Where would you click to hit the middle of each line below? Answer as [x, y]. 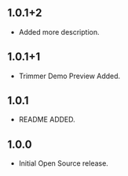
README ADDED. [47, 120]
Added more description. [59, 32]
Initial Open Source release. [64, 163]
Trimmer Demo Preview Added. [69, 76]
